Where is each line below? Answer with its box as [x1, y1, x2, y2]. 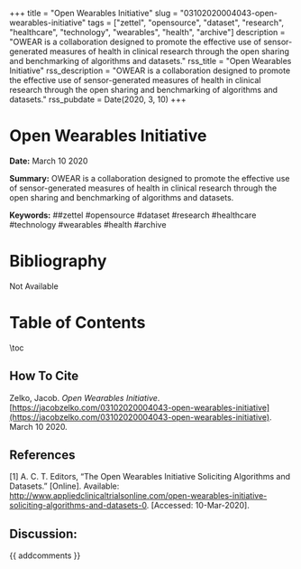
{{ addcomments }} [9, 550, 81, 561]
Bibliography [9, 251, 107, 272]
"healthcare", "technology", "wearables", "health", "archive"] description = [9, 27, 286, 37]
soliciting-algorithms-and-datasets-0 [9, 500, 147, 511]
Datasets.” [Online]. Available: [9, 480, 120, 491]
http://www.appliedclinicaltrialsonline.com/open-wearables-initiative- [9, 490, 268, 501]
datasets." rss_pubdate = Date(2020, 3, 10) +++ [9, 94, 187, 105]
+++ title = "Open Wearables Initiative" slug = [9, 8, 178, 18]
